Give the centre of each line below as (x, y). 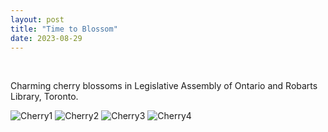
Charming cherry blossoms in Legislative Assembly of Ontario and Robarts (164, 86)
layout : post (37, 19)
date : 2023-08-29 (46, 38)
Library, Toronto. (44, 97)
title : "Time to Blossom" (64, 29)
